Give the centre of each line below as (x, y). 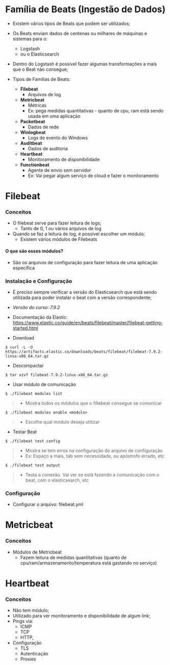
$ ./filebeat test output (33, 465)
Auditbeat (31, 143)
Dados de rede (44, 127)
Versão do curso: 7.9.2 (36, 307)
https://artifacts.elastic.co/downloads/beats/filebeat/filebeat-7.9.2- (84, 352)
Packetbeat (33, 121)
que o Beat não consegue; (40, 69)
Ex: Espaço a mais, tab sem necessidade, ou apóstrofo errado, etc (95, 456)
